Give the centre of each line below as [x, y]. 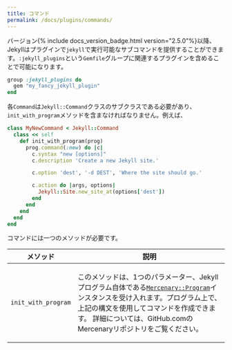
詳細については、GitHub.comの [143, 319]
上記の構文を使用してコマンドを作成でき [143, 308]
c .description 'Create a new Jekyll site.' [95, 160]
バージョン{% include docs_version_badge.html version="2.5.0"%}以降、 [112, 40]
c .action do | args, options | [74, 185]
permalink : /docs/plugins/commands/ [60, 20]
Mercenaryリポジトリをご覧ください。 [140, 329]
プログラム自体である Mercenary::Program [144, 288]
